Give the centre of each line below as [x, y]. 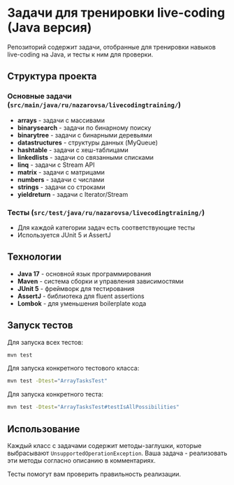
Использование [44, 429]
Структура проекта [52, 76]
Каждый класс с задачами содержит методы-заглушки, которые [104, 445]
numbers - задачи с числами [61, 179]
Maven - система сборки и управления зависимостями [100, 281]
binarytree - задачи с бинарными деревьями [85, 135]
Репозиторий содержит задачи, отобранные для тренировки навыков [112, 47]
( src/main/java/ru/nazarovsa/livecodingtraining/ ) [94, 105]
